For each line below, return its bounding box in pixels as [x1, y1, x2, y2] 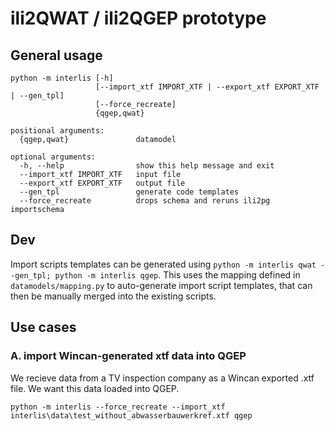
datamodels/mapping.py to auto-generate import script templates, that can [10, 279, 313, 291]
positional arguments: [10, 126, 105, 136]
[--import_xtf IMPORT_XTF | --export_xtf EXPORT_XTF [95, 82, 320, 92]
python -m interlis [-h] [10, 73, 114, 83]
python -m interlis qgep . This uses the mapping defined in [54, 268, 301, 281]
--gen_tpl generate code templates [19, 187, 240, 197]
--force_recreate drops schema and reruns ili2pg [19, 196, 271, 206]
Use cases [10, 319, 77, 336]
